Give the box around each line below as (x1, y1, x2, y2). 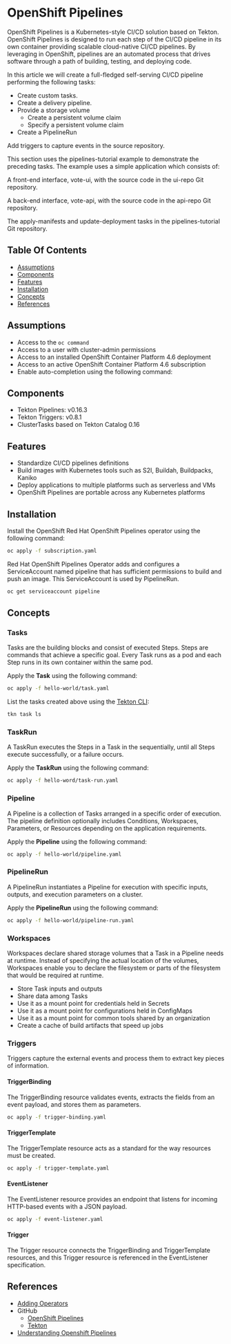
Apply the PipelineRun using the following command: (7, 903, 159, 912)
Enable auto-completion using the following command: (17, 367, 173, 376)
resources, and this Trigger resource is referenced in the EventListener (7, 1253, 208, 1262)
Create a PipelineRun (17, 128, 77, 136)
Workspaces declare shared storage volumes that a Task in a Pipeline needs (7, 949, 224, 957)
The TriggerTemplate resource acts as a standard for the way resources (7, 1143, 212, 1152)
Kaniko (17, 474, 37, 482)
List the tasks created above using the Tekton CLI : (7, 697, 150, 706)
